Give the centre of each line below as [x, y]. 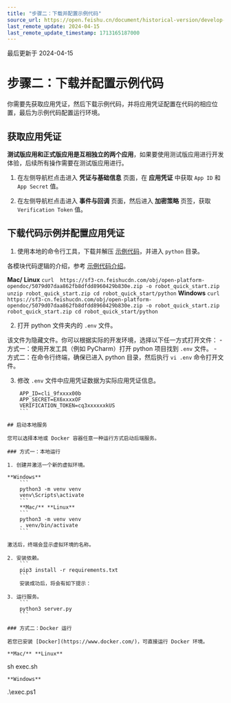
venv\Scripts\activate [52, 495]
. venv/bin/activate [49, 525]
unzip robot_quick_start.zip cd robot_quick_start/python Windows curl [113, 293]
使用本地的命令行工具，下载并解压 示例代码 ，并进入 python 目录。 [110, 251]
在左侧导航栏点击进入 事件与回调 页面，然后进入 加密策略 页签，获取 [114, 201]
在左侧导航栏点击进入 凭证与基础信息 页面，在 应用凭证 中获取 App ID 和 [119, 177]
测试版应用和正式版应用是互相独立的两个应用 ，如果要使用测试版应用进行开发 [115, 154]
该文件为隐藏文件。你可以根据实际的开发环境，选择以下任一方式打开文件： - [115, 340]
